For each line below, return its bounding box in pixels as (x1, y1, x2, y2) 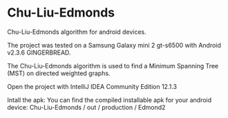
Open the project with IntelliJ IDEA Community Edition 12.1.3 (7, 82, 178, 90)
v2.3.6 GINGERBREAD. (7, 48, 71, 57)
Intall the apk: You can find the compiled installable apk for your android (7, 95, 212, 104)
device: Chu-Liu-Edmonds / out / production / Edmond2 (7, 103, 166, 111)
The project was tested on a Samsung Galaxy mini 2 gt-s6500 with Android (7, 41, 221, 49)
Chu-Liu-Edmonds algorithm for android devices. (7, 28, 146, 36)
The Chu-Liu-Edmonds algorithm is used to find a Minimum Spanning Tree (7, 61, 219, 70)
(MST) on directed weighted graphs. (7, 69, 111, 77)
